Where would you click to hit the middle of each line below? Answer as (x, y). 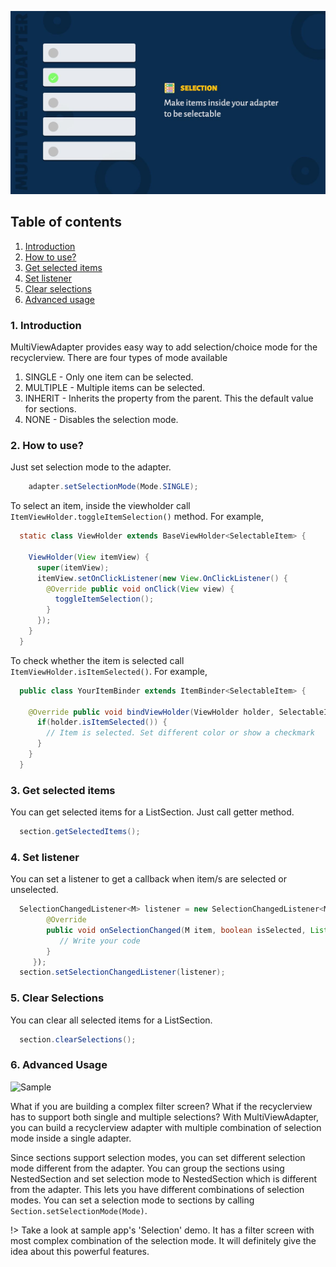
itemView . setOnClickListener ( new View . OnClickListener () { (162, 578)
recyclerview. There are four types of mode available (119, 357)
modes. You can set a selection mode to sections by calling (132, 1200)
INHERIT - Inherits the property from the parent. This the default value (169, 398)
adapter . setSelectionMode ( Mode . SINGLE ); (113, 487)
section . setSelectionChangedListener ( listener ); (122, 972)
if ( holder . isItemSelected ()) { (102, 722)
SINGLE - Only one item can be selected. (109, 377)
